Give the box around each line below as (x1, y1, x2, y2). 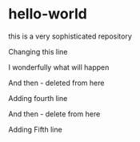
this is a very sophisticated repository (8, 31, 132, 41)
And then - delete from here (8, 109, 101, 119)
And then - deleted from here (8, 78, 105, 87)
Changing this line (8, 47, 68, 56)
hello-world (8, 5, 88, 23)
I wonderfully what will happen (8, 62, 110, 72)
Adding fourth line (8, 93, 68, 103)
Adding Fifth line (8, 124, 62, 134)
